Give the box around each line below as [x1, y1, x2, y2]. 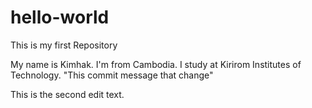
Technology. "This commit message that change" [10, 69, 214, 81]
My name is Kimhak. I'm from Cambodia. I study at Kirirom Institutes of [10, 58, 302, 70]
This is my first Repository [10, 39, 118, 51]
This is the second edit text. [10, 88, 125, 100]
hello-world [10, 6, 110, 29]
